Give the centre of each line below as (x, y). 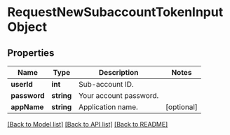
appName (27, 107)
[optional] (182, 107)
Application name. (108, 107)
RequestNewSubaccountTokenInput (115, 12)
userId (22, 84)
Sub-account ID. (106, 84)
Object (27, 27)
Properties (31, 53)
